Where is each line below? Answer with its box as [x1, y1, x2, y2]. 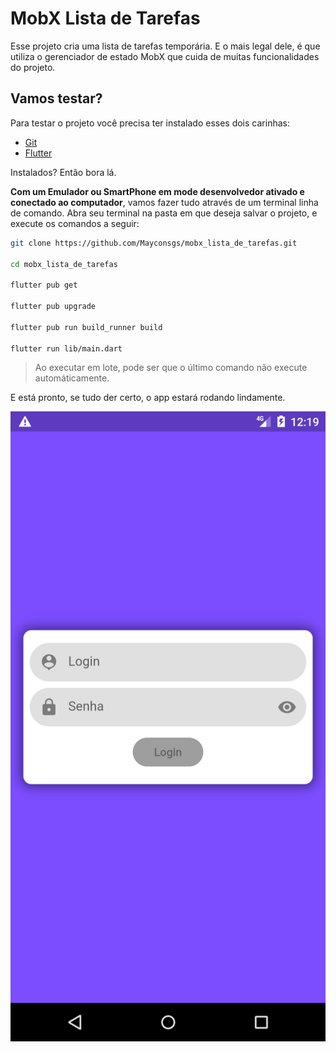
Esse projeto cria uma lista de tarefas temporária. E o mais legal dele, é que [10, 40, 321, 52]
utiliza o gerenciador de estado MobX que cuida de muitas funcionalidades [10, 50, 320, 62]
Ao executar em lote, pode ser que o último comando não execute [34, 362, 308, 374]
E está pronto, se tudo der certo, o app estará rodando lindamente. [10, 392, 286, 404]
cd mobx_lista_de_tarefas [10, 259, 118, 269]
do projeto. [10, 61, 56, 73]
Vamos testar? [10, 90, 103, 107]
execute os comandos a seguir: [10, 217, 140, 229]
